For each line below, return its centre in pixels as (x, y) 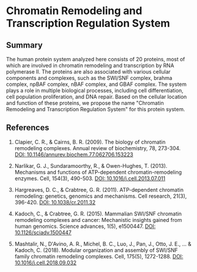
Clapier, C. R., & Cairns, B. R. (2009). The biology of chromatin (90, 142)
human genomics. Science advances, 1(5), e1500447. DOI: (85, 226)
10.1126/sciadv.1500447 (43, 232)
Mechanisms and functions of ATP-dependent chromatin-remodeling (98, 172)
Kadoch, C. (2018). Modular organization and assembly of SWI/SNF (96, 250)
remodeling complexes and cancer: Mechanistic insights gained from (98, 220)
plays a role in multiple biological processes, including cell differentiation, (95, 90)
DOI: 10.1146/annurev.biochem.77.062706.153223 (74, 154)
